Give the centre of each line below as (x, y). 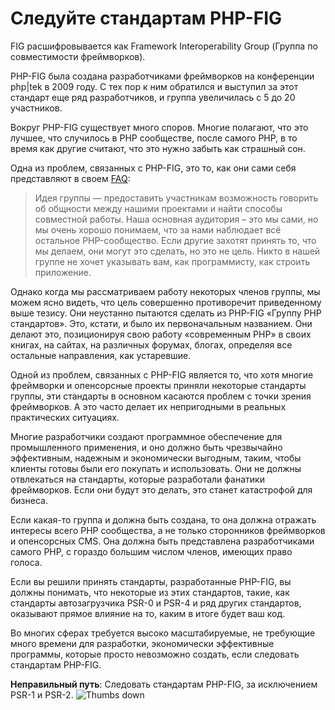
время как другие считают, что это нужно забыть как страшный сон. (158, 148)
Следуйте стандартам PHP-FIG (146, 18)
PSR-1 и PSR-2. (42, 694)
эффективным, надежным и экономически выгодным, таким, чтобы (156, 458)
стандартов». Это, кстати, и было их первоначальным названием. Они (161, 323)
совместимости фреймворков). (78, 56)
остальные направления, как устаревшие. (101, 355)
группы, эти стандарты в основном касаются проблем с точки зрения (161, 396)
